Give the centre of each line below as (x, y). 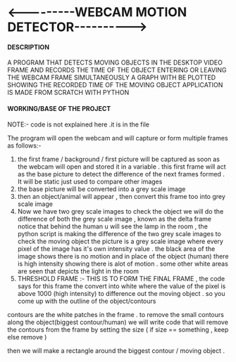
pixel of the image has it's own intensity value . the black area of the (116, 248)
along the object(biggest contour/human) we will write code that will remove (118, 322)
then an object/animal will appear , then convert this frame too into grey (121, 196)
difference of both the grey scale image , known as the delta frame (114, 219)
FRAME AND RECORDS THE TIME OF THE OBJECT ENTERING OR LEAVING (117, 70)
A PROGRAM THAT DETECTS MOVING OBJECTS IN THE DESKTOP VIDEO (115, 63)
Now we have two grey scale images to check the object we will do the (120, 211)
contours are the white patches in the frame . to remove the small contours (116, 314)
